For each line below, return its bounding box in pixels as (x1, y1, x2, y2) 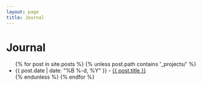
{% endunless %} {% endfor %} (14, 73, 95, 81)
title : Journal (6, 15, 45, 21)
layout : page (6, 8, 39, 15)
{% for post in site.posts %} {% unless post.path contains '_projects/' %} (14, 61, 197, 68)
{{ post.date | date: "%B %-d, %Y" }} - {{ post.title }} (14, 67, 147, 74)
